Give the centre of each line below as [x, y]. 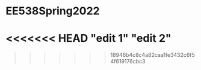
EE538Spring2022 [53, 11]
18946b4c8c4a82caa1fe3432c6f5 [153, 55]
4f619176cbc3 [128, 62]
